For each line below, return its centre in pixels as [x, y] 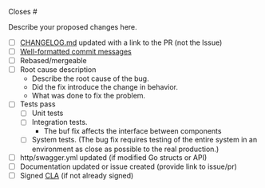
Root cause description [58, 70]
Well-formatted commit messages [75, 52]
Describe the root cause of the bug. [90, 78]
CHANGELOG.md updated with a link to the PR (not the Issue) [121, 42]
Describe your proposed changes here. [73, 27]
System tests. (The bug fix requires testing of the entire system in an [144, 140]
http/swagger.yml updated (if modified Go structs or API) [113, 157]
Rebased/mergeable [53, 61]
